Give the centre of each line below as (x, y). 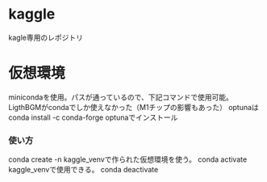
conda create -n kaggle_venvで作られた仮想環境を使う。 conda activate (128, 159)
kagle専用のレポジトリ (46, 37)
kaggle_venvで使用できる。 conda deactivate (83, 170)
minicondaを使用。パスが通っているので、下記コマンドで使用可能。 (121, 97)
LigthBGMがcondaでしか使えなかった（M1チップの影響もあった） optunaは (134, 107)
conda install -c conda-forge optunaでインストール (93, 117)
